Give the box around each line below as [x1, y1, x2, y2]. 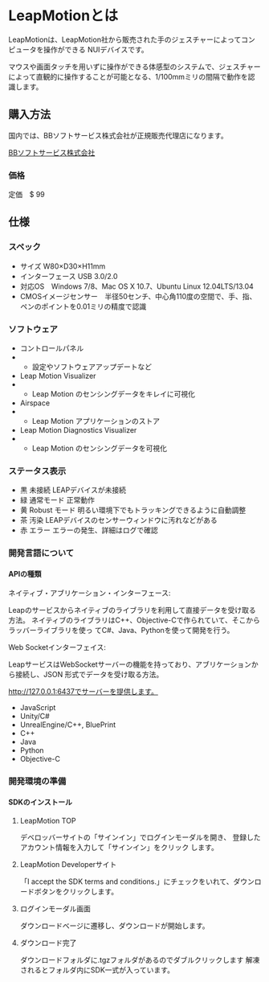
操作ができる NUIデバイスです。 [43, 44, 149, 54]
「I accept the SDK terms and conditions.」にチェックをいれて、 [19, 877, 234, 886]
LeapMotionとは [8, 6, 119, 25]
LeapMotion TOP [19, 816, 76, 825]
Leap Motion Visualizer [19, 371, 96, 381]
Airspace [19, 398, 51, 408]
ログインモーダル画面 [19, 903, 91, 913]
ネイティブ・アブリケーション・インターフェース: [8, 588, 171, 598]
